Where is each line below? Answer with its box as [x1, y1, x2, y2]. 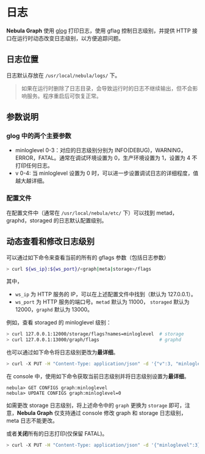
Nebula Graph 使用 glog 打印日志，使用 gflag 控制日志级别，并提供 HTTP [6, 27, 191, 34]
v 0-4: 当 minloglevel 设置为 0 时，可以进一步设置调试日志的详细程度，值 [15, 169, 199, 177]
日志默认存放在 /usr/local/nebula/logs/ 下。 [6, 71, 121, 79]
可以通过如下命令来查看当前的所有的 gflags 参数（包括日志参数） [6, 254, 170, 261]
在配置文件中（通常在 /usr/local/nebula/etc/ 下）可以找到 [6, 209, 156, 216]
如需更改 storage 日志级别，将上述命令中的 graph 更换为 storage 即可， [6, 401, 185, 409]
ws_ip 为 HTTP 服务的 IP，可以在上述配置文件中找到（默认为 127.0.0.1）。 [15, 291, 196, 298]
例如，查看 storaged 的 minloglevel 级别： [6, 319, 112, 326]
